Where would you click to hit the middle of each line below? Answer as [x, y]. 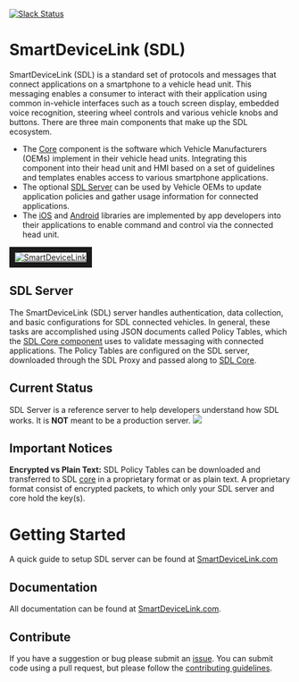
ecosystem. [31, 131]
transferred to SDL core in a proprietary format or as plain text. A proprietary [149, 479]
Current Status [51, 388]
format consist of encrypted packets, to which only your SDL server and [142, 489]
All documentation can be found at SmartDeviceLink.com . [115, 609]
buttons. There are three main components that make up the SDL [129, 122]
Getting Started [68, 534]
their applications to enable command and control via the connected [148, 224]
